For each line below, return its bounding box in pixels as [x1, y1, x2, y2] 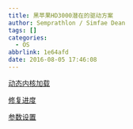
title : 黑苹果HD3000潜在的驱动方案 [8, 11, 113, 20]
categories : [8, 33, 47, 42]
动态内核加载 [8, 78, 50, 88]
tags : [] [8, 26, 37, 34]
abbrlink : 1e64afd [8, 48, 69, 56]
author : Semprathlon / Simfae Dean [8, 19, 126, 27]
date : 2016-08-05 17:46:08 [8, 56, 97, 64]
